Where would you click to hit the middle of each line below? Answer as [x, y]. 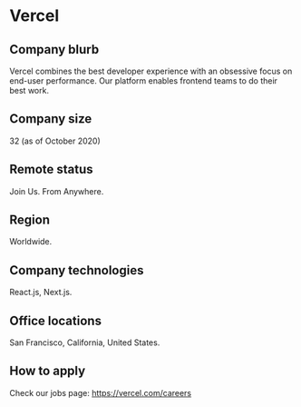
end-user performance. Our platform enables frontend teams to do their [144, 81]
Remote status [51, 169]
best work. [29, 90]
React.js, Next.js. [41, 293]
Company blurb [54, 50]
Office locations [56, 320]
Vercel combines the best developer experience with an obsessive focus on [151, 71]
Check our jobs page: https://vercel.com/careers [101, 392]
